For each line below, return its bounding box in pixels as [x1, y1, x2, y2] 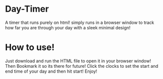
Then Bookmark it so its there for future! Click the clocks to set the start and [5, 63, 159, 69]
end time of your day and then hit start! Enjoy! [5, 68, 97, 74]
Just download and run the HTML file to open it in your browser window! [5, 58, 151, 64]
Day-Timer [5, 3, 49, 15]
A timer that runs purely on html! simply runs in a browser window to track [5, 20, 154, 25]
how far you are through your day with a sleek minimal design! [5, 24, 131, 30]
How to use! [5, 42, 55, 53]
